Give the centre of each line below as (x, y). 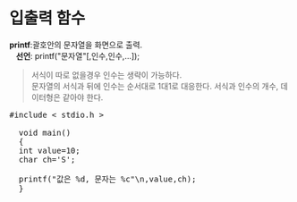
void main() (45, 132)
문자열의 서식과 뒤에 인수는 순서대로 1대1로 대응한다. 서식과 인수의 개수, (155, 86)
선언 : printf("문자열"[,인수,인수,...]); (78, 55)
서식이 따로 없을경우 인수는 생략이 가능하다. (106, 75)
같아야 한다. (83, 97)
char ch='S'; (47, 159)
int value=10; (49, 150)
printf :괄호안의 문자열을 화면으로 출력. (76, 45)
